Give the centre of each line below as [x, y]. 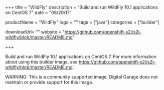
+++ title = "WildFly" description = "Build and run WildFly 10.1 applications [81, 7]
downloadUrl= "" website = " [35, 32]
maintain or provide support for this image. [49, 82]
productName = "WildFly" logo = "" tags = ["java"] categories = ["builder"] [82, 22]
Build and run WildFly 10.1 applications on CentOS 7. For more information [81, 56]
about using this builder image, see [41, 62]
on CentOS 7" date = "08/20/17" [38, 12]
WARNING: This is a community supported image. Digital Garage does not [81, 77]
